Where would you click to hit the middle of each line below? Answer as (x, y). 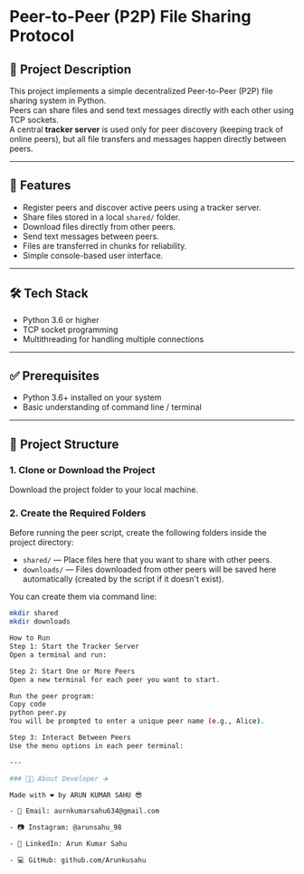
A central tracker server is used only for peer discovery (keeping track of (146, 129)
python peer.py (38, 713)
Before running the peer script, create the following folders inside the (138, 533)
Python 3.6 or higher (61, 319)
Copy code (28, 704)
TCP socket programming (70, 329)
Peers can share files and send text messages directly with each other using (152, 110)
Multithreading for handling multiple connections (113, 339)
